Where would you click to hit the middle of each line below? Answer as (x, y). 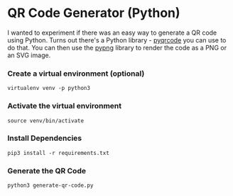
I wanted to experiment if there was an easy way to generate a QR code (112, 33)
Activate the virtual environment (65, 106)
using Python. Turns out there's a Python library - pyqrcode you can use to (117, 40)
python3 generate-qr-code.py (50, 185)
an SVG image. (29, 55)
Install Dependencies (45, 138)
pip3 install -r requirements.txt (59, 153)
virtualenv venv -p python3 (49, 88)
